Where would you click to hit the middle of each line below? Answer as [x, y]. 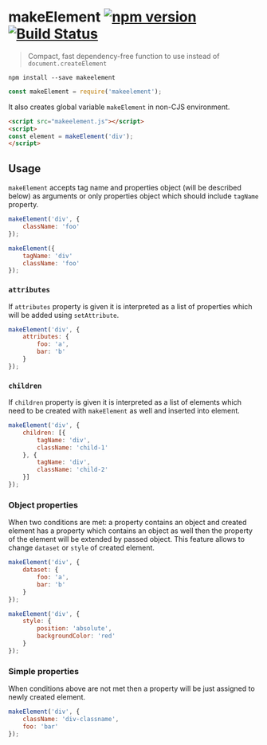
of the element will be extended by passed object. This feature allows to [127, 539]
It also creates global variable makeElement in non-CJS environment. [119, 107]
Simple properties [44, 671]
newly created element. [47, 697]
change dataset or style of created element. [82, 548]
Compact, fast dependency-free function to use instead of [124, 56]
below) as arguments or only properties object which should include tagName [133, 196]
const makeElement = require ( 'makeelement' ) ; [85, 92]
